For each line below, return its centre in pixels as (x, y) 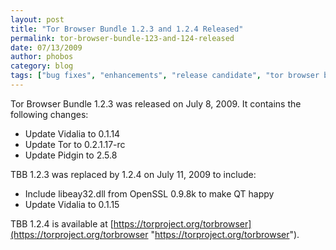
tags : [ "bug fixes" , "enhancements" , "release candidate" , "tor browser (165, 76)
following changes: (49, 114)
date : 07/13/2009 (46, 47)
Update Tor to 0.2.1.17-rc (75, 144)
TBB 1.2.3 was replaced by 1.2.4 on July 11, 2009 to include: (133, 174)
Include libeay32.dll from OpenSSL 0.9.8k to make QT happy (149, 193)
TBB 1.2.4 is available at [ (62, 223)
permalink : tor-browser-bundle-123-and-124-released (122, 38)
